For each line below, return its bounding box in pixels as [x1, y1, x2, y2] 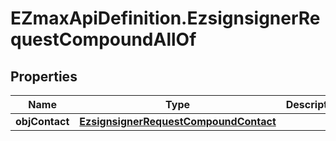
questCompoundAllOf [10, 28, 197, 51]
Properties [10, 68, 78, 85]
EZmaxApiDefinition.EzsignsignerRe [10, 7, 321, 30]
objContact [15, 115, 70, 128]
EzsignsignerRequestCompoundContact [79, 115, 277, 128]
